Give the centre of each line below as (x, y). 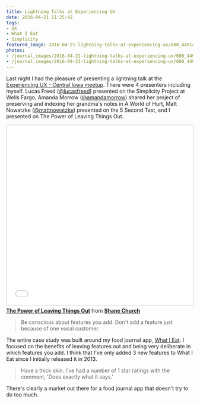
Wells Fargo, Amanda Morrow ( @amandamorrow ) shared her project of (93, 97)
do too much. (22, 394)
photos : (16, 51)
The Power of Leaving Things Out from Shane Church (73, 310)
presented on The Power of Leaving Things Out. (65, 116)
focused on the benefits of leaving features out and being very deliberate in (99, 346)
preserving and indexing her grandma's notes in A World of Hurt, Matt (91, 103)
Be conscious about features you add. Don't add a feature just (97, 322)
